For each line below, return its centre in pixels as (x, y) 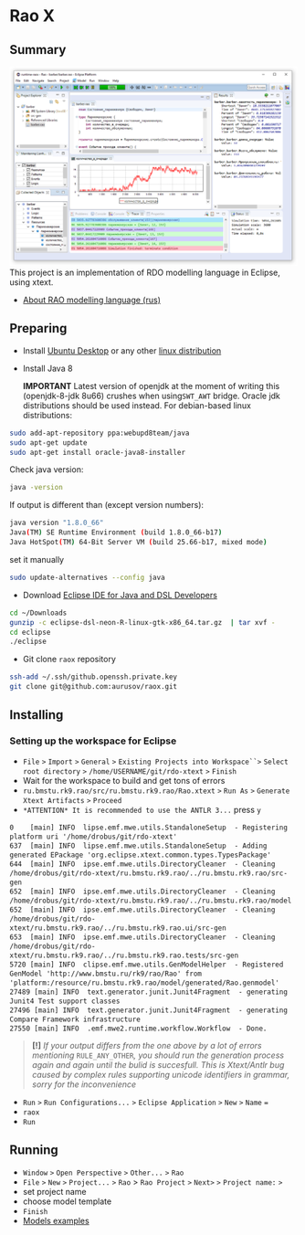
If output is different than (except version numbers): (106, 505)
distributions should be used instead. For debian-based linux (137, 405)
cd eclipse (30, 632)
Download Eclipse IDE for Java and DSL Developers (120, 595)
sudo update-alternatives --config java (88, 577)
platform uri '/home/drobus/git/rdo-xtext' (94, 837)
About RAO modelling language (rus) (92, 300)
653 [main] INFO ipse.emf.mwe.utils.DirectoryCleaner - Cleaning (142, 937)
